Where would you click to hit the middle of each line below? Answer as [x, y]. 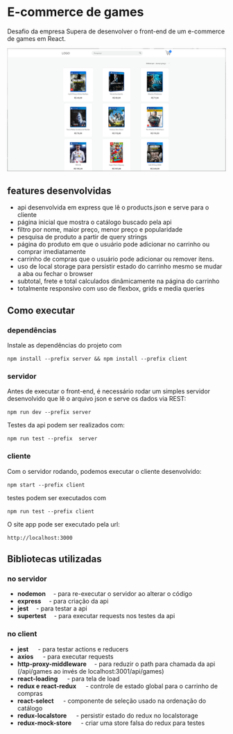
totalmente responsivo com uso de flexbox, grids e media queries [111, 289]
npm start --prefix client [46, 485]
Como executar [41, 310]
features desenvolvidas [60, 190]
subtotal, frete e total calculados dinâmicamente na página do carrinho [118, 281]
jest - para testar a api [52, 608]
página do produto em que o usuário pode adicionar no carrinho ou [113, 244]
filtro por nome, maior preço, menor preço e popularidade [100, 230]
